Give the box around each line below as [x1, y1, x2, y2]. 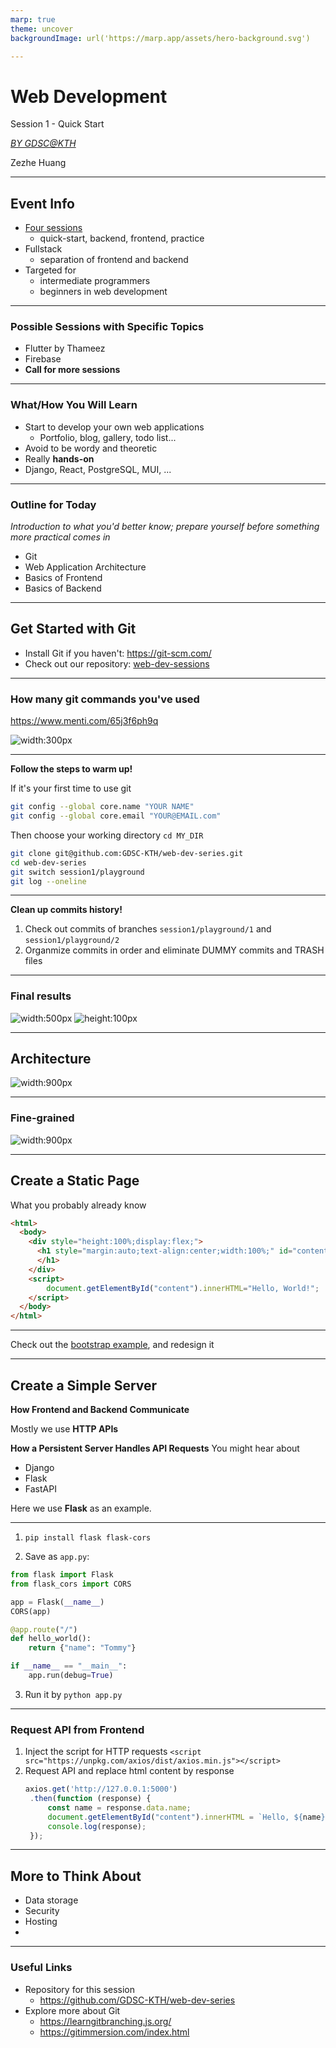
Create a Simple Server [10, 1377, 158, 1394]
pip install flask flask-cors [24, 1533, 152, 1543]
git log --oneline [10, 876, 87, 886]
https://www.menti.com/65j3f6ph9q [10, 715, 159, 727]
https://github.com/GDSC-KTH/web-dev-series [39, 1994, 236, 2006]
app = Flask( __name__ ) [10, 1597, 105, 1607]
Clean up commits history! [10, 904, 123, 916]
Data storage [24, 1894, 79, 1906]
